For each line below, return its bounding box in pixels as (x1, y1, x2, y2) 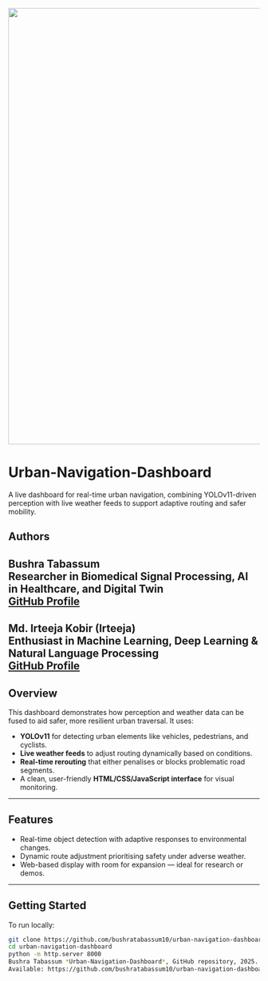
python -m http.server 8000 (8, 951, 102, 959)
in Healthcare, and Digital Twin (8, 582, 164, 595)
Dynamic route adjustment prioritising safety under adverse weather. (19, 851, 246, 860)
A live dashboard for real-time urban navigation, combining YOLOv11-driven (8, 490, 257, 499)
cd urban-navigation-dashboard (8, 943, 112, 951)
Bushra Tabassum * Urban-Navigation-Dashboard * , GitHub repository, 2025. (8, 958, 259, 966)
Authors (8, 530, 50, 543)
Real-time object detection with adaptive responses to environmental (19, 834, 247, 844)
